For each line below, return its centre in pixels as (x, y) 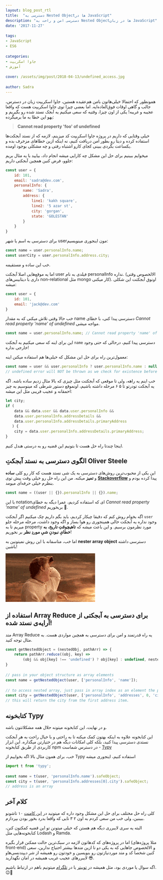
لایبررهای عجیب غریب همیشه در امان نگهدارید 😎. (50, 858)
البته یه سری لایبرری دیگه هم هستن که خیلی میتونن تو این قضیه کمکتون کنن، (74, 828)
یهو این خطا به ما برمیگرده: (30, 117)
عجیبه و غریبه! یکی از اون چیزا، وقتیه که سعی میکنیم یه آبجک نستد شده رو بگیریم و (80, 112)
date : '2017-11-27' (25, 26)
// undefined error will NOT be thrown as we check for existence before (81, 372)
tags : (11, 36)
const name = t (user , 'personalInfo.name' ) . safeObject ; (63, 776)
